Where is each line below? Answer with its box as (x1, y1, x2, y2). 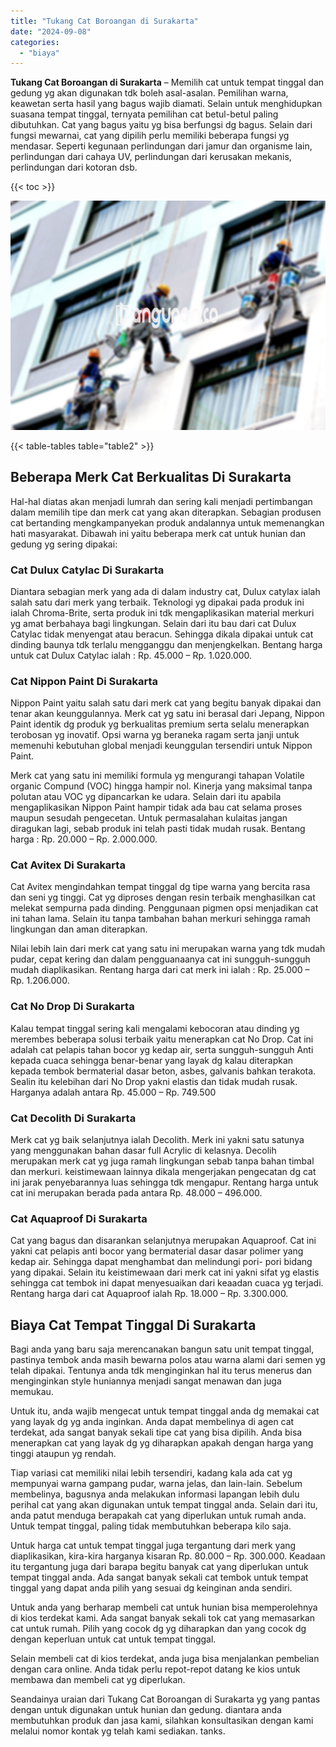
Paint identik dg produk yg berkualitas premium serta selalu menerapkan (10, 718, 310, 730)
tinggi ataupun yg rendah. (10, 1448, 117, 1460)
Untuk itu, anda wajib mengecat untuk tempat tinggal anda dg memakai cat (10, 1405, 320, 1417)
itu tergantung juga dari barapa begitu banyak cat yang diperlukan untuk (10, 1561, 309, 1573)
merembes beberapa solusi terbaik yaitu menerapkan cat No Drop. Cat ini (10, 1033, 314, 1045)
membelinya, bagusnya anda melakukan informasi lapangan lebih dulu (10, 1488, 300, 1500)
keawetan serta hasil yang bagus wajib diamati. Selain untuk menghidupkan (10, 98, 323, 110)
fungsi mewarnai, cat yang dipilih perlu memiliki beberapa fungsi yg (10, 130, 290, 142)
